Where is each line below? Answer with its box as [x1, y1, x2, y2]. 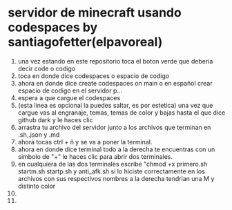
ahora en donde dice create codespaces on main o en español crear [17, 79, 213, 87]
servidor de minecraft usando [8, 5, 182, 21]
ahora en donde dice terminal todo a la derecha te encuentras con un [17, 145, 215, 153]
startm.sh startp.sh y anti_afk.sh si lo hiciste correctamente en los [17, 167, 206, 175]
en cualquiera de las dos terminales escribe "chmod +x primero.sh [17, 160, 208, 168]
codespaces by [8, 19, 98, 35]
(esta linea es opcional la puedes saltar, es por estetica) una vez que [17, 101, 213, 109]
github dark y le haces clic [17, 115, 93, 124]
